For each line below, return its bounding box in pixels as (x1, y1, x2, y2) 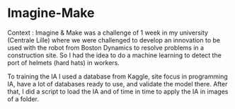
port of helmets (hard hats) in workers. (7, 58, 120, 67)
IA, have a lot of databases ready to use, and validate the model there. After (7, 79, 228, 88)
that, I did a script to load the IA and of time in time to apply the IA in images (7, 87, 229, 96)
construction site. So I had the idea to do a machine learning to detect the (7, 51, 222, 59)
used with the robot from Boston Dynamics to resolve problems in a (7, 43, 204, 52)
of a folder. (7, 94, 40, 103)
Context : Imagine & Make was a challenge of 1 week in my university (7, 28, 209, 37)
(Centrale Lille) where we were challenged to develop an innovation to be (7, 35, 221, 44)
